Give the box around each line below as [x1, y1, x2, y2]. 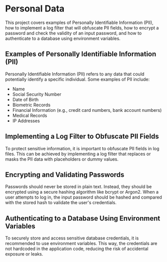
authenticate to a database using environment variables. [5, 35, 121, 41]
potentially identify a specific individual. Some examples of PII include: [5, 76, 150, 82]
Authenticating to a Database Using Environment [5, 214, 161, 223]
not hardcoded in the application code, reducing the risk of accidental [5, 246, 149, 252]
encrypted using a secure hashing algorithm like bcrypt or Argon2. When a [5, 189, 159, 195]
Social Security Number [12, 91, 61, 97]
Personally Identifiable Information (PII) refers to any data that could [5, 71, 145, 77]
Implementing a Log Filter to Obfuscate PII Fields [5, 132, 159, 141]
